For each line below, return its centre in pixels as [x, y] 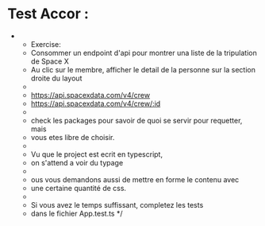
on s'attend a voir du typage [77, 162]
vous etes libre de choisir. [73, 137]
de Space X [50, 61]
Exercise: [46, 44]
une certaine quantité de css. [79, 188]
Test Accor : [48, 14]
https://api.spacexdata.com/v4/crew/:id [96, 103]
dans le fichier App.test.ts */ [77, 213]
